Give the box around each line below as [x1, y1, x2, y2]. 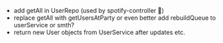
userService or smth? [13, 21, 75, 29]
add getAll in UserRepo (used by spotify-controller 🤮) [13, 7, 165, 14]
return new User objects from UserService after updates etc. [13, 28, 185, 36]
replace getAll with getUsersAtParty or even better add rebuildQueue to [13, 14, 216, 22]
